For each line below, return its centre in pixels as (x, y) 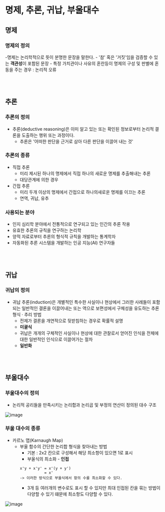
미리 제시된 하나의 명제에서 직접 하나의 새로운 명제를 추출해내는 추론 (85, 173)
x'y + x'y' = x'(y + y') (45, 468)
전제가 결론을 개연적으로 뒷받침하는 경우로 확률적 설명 (71, 321)
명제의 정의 (18, 45)
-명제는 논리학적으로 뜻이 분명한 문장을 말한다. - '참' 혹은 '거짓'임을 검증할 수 (79, 57)
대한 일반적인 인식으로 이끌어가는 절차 (56, 339)
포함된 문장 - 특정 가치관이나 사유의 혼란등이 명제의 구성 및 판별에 (90, 63)
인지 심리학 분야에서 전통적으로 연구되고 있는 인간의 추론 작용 (71, 224)
